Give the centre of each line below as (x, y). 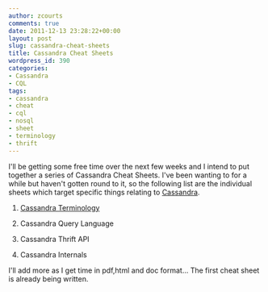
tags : (17, 91)
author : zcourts (36, 16)
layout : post (30, 38)
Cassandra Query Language (67, 223)
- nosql (21, 121)
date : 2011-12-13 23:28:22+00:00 (65, 31)
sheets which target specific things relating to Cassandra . (104, 192)
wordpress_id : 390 (39, 61)
